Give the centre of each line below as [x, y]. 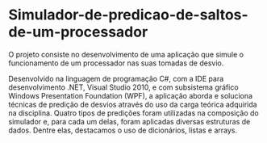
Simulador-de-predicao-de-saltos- [128, 15]
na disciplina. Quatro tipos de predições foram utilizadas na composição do [134, 113]
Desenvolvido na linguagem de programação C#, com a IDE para [116, 78]
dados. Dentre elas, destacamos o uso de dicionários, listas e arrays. [123, 130]
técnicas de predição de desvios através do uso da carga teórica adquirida [133, 104]
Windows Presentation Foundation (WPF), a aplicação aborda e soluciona [130, 95]
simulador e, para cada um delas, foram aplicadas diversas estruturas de [129, 121]
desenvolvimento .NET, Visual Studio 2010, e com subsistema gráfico [124, 87]
